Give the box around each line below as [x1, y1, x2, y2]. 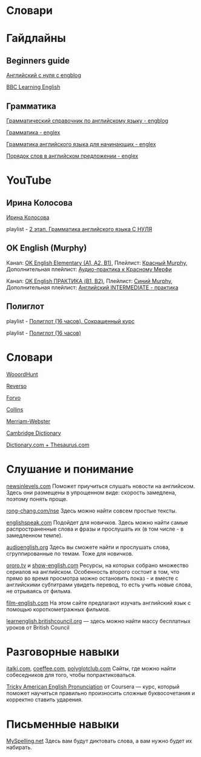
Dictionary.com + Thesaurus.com [6, 441, 90, 448]
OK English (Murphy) [6, 243, 87, 254]
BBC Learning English [6, 83, 61, 91]
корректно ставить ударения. [6, 696, 83, 704]
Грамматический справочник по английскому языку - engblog [6, 117, 168, 124]
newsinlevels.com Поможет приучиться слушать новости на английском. [6, 482, 196, 490]
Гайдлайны [6, 32, 67, 45]
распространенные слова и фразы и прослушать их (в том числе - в [6, 525, 184, 533]
